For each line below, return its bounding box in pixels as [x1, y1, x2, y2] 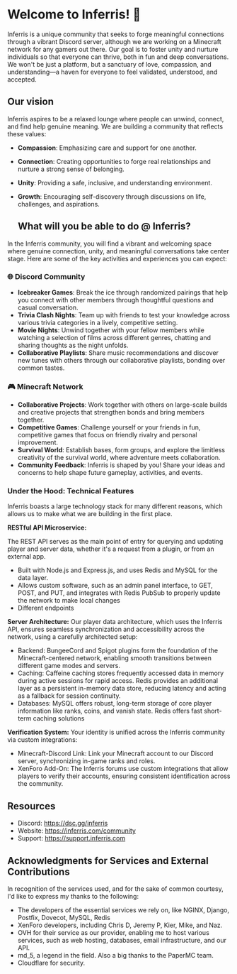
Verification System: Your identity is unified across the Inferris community [7, 728, 225, 737]
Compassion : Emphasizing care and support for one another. [17, 143, 197, 152]
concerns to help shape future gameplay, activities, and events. [17, 469, 203, 477]
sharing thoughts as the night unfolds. [17, 341, 129, 349]
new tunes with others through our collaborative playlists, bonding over [17, 356, 226, 364]
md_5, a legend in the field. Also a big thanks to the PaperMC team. [17, 951, 214, 960]
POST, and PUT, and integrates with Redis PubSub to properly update [17, 589, 221, 597]
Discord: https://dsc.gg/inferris [17, 819, 108, 828]
